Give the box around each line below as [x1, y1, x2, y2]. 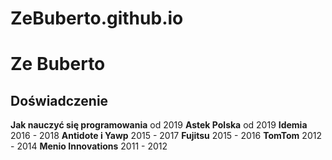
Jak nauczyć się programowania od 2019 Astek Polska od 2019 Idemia [10, 119, 308, 131]
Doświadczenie [10, 92, 109, 109]
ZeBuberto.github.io [10, 7, 184, 30]
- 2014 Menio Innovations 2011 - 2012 [10, 140, 168, 152]
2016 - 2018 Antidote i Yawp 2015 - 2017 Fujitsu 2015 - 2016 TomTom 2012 [10, 130, 322, 142]
